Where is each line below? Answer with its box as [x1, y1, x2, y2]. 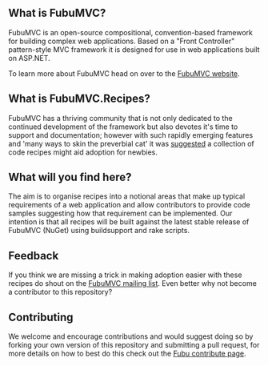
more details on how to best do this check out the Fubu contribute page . [8, 348, 246, 359]
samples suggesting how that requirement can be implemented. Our [8, 208, 233, 219]
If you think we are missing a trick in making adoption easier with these [8, 270, 242, 280]
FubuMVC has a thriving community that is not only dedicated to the [8, 113, 234, 123]
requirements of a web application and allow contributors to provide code [8, 200, 250, 210]
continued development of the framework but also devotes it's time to [8, 122, 238, 131]
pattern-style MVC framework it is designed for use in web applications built [8, 44, 260, 54]
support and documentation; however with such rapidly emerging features [8, 130, 254, 139]
